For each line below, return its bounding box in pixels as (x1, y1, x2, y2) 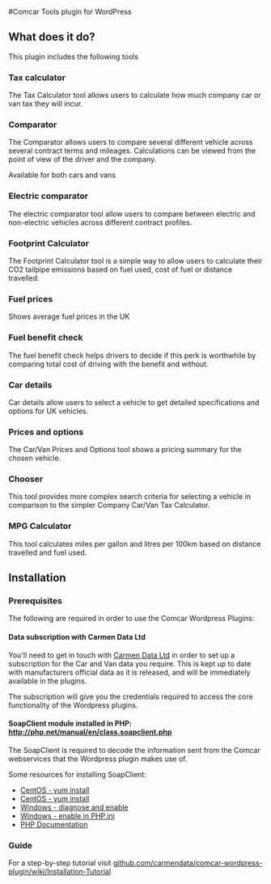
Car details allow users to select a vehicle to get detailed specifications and (8, 397, 260, 407)
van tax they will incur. (8, 99, 83, 108)
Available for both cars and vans (8, 170, 116, 180)
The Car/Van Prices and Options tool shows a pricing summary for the (8, 445, 242, 455)
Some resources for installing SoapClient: (8, 769, 147, 779)
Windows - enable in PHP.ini (19, 810, 115, 820)
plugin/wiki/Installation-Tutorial (8, 867, 112, 877)
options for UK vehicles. (8, 406, 89, 416)
